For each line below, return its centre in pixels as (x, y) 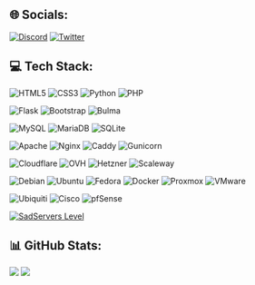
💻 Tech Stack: (51, 67)
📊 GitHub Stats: (56, 246)
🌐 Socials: (39, 15)
